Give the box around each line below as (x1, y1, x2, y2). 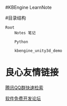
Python (14, 39, 28, 44)
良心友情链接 (5, 67, 59, 78)
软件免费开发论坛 (5, 95, 41, 101)
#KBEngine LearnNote (5, 5, 52, 10)
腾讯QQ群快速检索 (5, 84, 44, 91)
